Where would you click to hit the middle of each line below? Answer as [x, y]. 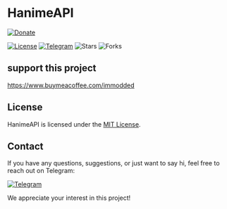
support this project [52, 68]
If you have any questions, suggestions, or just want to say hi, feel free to [114, 163]
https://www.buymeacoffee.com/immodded [71, 85]
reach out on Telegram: [41, 171]
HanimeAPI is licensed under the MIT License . [74, 124]
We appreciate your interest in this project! [69, 198]
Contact [25, 146]
